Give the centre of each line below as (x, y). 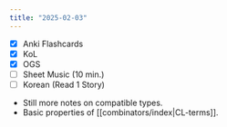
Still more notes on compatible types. (93, 103)
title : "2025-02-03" (49, 18)
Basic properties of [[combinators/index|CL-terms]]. (120, 112)
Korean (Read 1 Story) (63, 84)
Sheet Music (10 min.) (63, 74)
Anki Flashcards (53, 44)
